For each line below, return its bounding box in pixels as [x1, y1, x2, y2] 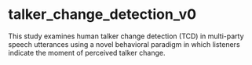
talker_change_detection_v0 [8, 5, 197, 23]
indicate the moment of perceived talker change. [8, 48, 166, 57]
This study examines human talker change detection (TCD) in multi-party [8, 31, 245, 41]
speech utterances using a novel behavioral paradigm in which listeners [8, 39, 241, 49]
